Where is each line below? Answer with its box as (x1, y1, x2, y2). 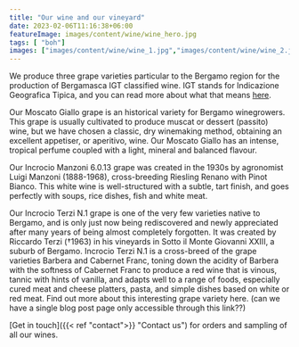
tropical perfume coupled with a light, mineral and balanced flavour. (9, 145, 258, 156)
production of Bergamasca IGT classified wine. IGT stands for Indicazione (9, 80, 280, 91)
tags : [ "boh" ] (9, 37, 66, 47)
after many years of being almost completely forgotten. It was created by (9, 227, 277, 237)
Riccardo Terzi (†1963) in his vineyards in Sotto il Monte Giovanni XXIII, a (9, 236, 275, 247)
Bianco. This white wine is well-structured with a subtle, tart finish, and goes (9, 181, 289, 192)
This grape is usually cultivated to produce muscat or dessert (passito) (9, 117, 269, 128)
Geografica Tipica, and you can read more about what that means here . (9, 90, 271, 101)
